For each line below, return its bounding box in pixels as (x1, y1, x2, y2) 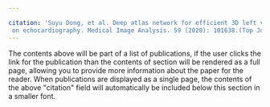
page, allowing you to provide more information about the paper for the (8, 65, 243, 75)
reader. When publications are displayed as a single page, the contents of (8, 74, 252, 84)
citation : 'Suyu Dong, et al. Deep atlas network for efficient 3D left (8, 19, 257, 27)
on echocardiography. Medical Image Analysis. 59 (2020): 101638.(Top (11, 26, 253, 35)
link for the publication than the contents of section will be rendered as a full (8, 57, 260, 67)
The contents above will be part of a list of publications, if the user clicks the (8, 48, 261, 58)
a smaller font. (8, 91, 56, 101)
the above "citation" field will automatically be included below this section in (8, 82, 260, 93)
